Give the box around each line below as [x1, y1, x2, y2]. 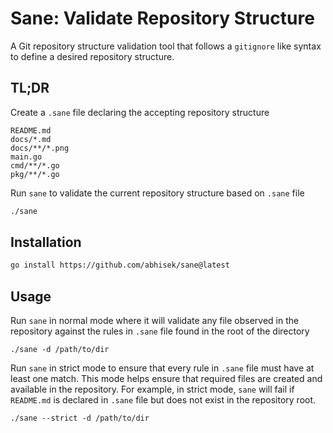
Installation [10, 234, 82, 251]
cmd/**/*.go [10, 160, 60, 171]
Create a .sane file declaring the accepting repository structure [10, 106, 270, 118]
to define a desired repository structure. [10, 50, 175, 62]
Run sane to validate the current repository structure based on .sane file [10, 187, 305, 199]
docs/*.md [10, 134, 52, 144]
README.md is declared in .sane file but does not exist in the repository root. [10, 394, 317, 406]
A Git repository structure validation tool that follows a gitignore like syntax [10, 40, 322, 52]
